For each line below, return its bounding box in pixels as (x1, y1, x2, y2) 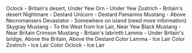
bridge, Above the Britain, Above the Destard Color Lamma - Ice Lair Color (6, 36, 186, 42)
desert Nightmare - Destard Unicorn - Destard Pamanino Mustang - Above (6, 11, 186, 18)
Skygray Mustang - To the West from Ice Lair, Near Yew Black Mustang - (6, 23, 181, 30)
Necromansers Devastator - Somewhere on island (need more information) (6, 17, 187, 24)
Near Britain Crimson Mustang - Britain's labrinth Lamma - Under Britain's (6, 29, 184, 36)
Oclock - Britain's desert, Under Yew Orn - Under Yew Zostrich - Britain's (6, 5, 183, 12)
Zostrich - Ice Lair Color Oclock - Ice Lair (6, 41, 105, 48)
